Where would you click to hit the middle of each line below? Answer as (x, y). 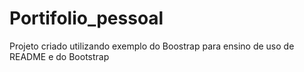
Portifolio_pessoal (86, 18)
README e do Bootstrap (59, 56)
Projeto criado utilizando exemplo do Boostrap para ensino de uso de (152, 46)
